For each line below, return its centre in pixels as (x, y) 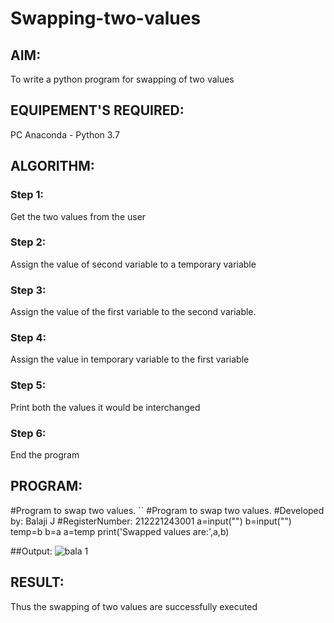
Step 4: (28, 338)
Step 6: (28, 433)
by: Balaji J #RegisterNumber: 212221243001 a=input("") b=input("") (151, 521)
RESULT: (37, 582)
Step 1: (27, 195)
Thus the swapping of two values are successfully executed (134, 606)
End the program (45, 454)
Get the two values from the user (78, 216)
